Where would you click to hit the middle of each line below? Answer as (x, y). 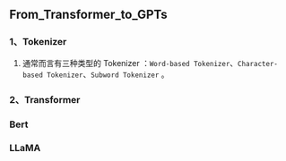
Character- (257, 64)
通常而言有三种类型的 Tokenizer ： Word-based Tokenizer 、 (130, 63)
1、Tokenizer (38, 42)
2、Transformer (45, 99)
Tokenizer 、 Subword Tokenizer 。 (108, 74)
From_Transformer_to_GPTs (88, 15)
